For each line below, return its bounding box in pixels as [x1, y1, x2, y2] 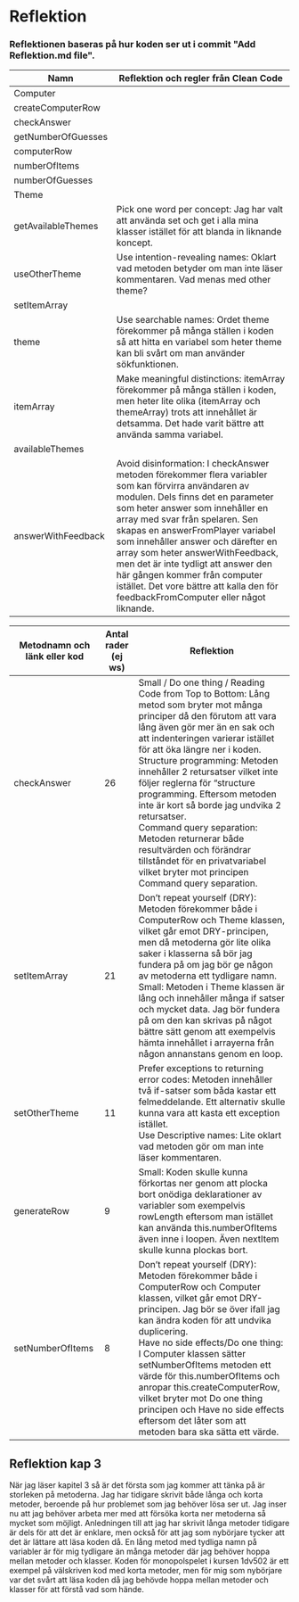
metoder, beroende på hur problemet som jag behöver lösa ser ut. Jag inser [9, 1499, 287, 1509]
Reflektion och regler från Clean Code [118, 72, 283, 85]
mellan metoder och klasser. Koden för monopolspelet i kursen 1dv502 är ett [9, 1556, 289, 1566]
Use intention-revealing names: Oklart [116, 252, 277, 264]
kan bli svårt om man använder [116, 347, 246, 359]
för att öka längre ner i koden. [138, 743, 262, 756]
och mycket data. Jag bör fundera [138, 1003, 280, 1016]
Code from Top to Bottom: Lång [138, 688, 271, 700]
